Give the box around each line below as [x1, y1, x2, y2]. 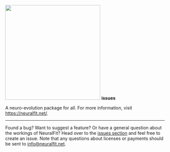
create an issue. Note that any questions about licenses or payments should [5, 135, 163, 141]
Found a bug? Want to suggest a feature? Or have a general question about [5, 125, 162, 131]
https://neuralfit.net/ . [5, 110, 49, 116]
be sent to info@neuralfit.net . [5, 141, 66, 146]
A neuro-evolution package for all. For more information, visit [5, 105, 133, 111]
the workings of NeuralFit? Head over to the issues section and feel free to [5, 130, 161, 136]
